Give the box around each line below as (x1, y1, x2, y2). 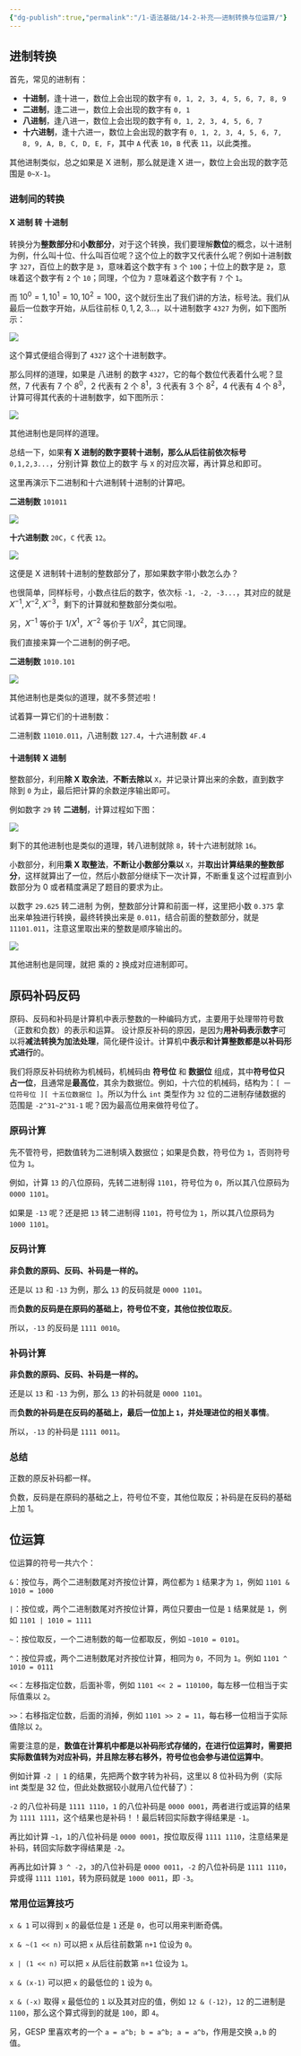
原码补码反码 (9, 988, 81, 1003)
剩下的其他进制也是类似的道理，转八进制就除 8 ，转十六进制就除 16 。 (9, 840, 262, 851)
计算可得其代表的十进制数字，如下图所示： (9, 391, 167, 402)
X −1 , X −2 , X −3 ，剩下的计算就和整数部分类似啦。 (9, 597, 182, 609)
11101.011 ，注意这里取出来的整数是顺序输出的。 (9, 923, 187, 934)
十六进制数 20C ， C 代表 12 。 (9, 531, 111, 543)
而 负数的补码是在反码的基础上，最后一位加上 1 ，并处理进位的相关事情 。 (9, 1407, 275, 1418)
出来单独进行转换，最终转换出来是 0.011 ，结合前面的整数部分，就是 (9, 912, 260, 923)
